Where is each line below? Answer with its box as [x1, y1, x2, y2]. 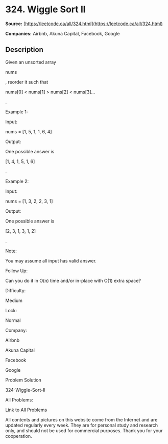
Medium [5, 297, 23, 304]
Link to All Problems [5, 407, 47, 413]
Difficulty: [5, 287, 26, 293]
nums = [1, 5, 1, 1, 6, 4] [5, 128, 52, 134]
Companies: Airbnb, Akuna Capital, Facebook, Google [5, 30, 120, 36]
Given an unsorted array [5, 59, 56, 65]
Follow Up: [5, 268, 28, 274]
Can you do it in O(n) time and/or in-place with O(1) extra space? [5, 277, 141, 284]
